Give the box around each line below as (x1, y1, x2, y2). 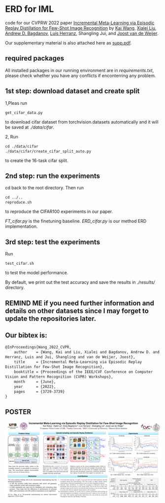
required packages (5, 54, 65, 63)
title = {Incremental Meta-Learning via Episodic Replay (14, 360, 142, 365)
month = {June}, (14, 379, 56, 384)
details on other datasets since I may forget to (5, 306, 149, 315)
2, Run (5, 133, 19, 139)
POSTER (5, 408, 31, 416)
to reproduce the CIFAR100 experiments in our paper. (5, 209, 113, 214)
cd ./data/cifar (5, 144, 38, 149)
